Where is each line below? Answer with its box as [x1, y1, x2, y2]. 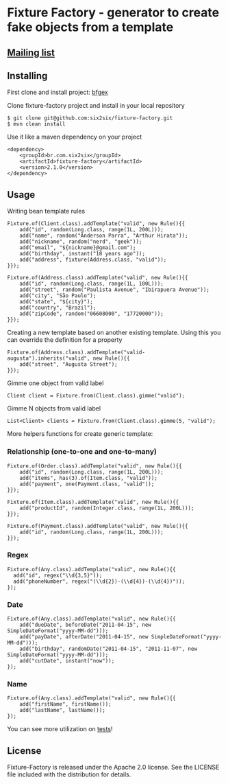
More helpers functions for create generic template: [7, 430, 153, 438]
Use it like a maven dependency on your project [7, 132, 142, 141]
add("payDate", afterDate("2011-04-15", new [19, 634, 149, 641]
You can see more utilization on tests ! [7, 725, 113, 733]
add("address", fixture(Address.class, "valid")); [19, 256, 167, 264]
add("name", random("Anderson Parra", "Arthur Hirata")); [19, 232, 188, 240]
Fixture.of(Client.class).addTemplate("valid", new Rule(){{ [7, 220, 186, 227]
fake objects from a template [7, 19, 174, 35]
